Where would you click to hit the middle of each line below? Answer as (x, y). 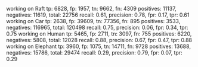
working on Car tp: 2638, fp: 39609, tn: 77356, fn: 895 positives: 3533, (93, 21)
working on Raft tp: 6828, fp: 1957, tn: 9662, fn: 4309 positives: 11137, (92, 9)
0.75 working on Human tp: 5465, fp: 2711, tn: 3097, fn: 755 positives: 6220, (99, 34)
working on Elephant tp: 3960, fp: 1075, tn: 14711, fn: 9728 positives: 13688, (98, 46)
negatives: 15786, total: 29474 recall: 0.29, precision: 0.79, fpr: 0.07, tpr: (95, 52)
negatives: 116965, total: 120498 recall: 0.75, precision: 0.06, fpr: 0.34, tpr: (97, 27)
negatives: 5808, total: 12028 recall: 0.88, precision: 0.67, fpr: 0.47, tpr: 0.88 (99, 40)
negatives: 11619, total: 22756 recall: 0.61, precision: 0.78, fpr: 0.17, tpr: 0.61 (98, 15)
